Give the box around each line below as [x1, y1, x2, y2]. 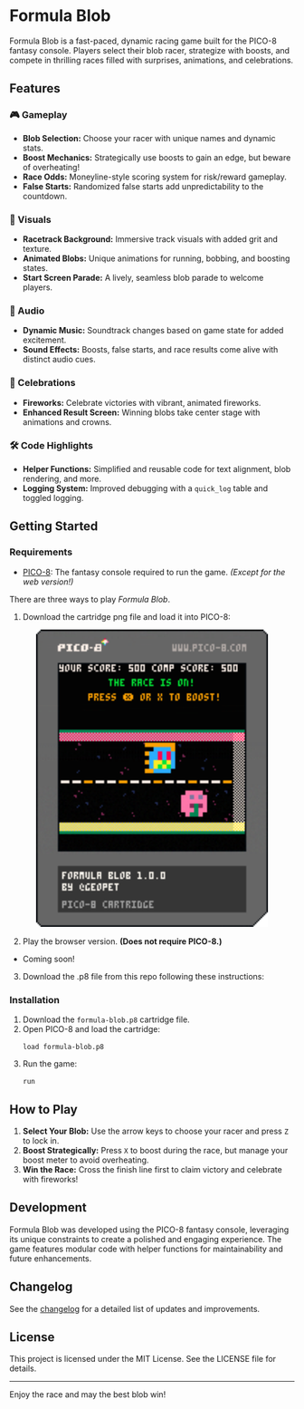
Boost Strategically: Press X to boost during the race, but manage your [22, 1144, 289, 1155]
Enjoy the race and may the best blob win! [9, 1389, 166, 1400]
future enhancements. [9, 1252, 92, 1264]
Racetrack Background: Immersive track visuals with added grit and [22, 233, 279, 245]
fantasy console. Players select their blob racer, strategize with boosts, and [9, 44, 290, 55]
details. [9, 1363, 37, 1374]
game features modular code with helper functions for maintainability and [9, 1243, 283, 1254]
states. [22, 262, 48, 273]
